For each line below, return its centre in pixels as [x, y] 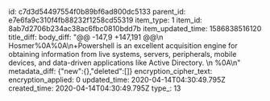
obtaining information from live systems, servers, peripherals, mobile [123, 54]
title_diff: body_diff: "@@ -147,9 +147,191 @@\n [86, 37]
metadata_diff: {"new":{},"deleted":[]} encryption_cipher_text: [110, 71]
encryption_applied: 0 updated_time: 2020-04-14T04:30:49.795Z [117, 80]
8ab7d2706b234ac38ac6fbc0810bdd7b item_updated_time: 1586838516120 [135, 28]
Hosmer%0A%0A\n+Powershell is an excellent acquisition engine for [123, 46]
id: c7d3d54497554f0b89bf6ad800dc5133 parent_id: [97, 12]
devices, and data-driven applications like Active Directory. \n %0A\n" [125, 63]
